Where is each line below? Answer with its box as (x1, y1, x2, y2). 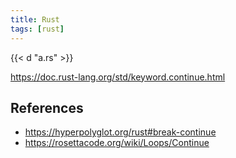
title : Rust (10, 14, 60, 25)
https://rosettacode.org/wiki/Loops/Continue (24, 137, 210, 149)
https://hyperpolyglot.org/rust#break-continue (24, 126, 217, 138)
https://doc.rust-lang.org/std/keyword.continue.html (10, 71, 226, 83)
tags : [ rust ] (10, 24, 65, 34)
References (10, 99, 84, 116)
